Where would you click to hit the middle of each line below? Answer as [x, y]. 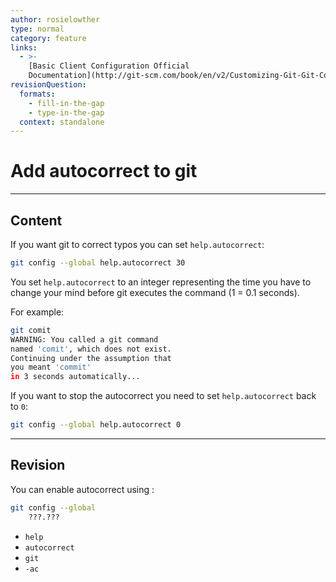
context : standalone [62, 122]
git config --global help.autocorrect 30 [98, 263]
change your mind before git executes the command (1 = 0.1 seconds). [155, 292]
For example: [37, 312]
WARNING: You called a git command [84, 339]
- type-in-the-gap [66, 112]
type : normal [37, 29]
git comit [31, 330]
